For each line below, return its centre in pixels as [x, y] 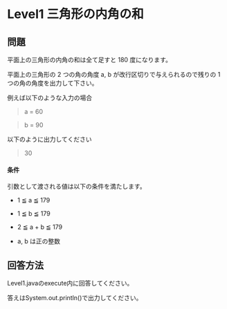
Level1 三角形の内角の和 [75, 14]
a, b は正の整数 [39, 241]
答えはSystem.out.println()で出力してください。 [75, 298]
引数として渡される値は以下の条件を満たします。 [77, 187]
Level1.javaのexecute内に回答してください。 [70, 283]
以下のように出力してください [49, 139]
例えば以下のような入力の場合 [49, 98]
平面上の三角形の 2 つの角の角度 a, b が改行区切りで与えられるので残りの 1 [114, 74]
